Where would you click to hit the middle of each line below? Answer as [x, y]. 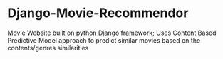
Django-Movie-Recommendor [98, 13]
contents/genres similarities [48, 48]
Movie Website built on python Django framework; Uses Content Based [112, 33]
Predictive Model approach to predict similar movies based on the [104, 40]
